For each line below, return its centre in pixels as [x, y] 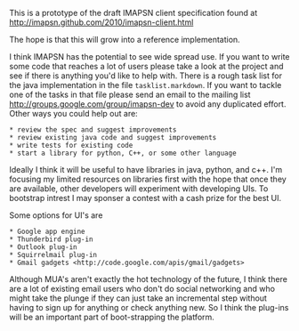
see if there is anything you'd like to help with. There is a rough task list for [146, 76]
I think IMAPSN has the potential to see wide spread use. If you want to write [149, 57]
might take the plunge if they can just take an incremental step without [138, 298]
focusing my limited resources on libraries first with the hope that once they [148, 179]
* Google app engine [48, 231]
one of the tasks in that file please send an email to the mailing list [130, 94]
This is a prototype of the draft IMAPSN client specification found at [133, 13]
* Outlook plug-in [43, 247]
